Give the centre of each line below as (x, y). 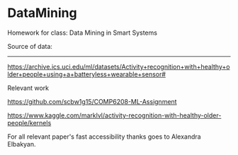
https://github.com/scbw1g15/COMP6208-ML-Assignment (92, 101)
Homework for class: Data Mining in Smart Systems (83, 33)
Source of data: (30, 46)
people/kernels (29, 122)
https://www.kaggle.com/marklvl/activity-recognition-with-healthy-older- (114, 115)
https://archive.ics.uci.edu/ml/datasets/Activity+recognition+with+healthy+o (119, 67)
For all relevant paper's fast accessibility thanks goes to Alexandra (104, 137)
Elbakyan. (22, 144)
